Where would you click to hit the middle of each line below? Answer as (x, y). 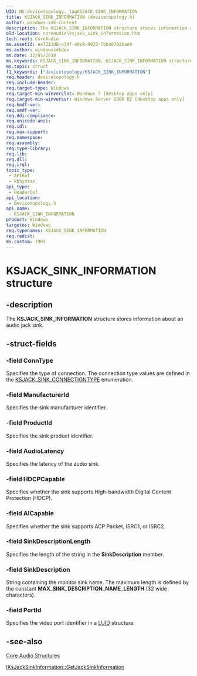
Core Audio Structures (33, 656)
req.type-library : (28, 148)
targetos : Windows (28, 225)
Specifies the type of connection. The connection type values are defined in (98, 373)
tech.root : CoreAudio (33, 39)
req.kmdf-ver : (23, 105)
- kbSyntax (22, 181)
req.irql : (18, 165)
